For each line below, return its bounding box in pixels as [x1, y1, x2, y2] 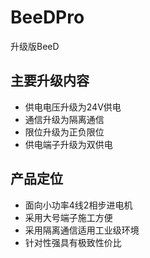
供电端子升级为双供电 [24, 138, 113, 150]
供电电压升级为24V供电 [24, 101, 122, 113]
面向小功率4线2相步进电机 [24, 199, 133, 211]
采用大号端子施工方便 [24, 211, 113, 223]
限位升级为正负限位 [24, 126, 105, 138]
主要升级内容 [10, 72, 90, 90]
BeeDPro [10, 6, 85, 29]
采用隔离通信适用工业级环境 [24, 224, 140, 236]
